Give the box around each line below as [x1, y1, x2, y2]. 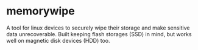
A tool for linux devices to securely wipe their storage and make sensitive [6, 24, 190, 31]
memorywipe [6, 4, 75, 18]
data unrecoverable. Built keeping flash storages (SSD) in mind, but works [6, 30, 192, 37]
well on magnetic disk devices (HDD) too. [6, 37, 110, 44]
